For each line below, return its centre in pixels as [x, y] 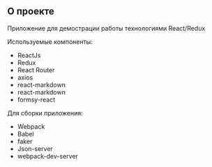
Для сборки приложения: [45, 113]
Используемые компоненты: [50, 42]
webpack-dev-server [48, 156]
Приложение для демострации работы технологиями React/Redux [106, 28]
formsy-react [36, 100]
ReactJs [29, 55]
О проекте [31, 11]
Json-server [35, 148]
